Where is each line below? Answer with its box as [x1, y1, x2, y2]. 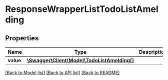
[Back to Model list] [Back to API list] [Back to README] [5, 70, 120, 76]
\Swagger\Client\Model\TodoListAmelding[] [26, 57, 134, 64]
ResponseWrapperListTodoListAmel [5, 3, 158, 15]
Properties [5, 34, 39, 42]
